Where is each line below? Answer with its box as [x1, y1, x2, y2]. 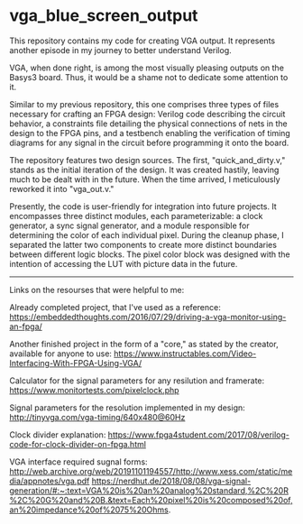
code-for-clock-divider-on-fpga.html [9, 438, 147, 449]
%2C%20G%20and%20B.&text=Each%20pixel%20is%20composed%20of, [9, 494, 293, 505]
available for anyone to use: [9, 348, 113, 359]
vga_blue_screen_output [9, 5, 198, 26]
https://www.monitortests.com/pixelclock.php [9, 384, 179, 395]
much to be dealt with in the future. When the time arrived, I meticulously [9, 173, 281, 185]
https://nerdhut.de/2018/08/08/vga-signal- [91, 475, 252, 486]
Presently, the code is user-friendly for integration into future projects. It [9, 200, 277, 212]
